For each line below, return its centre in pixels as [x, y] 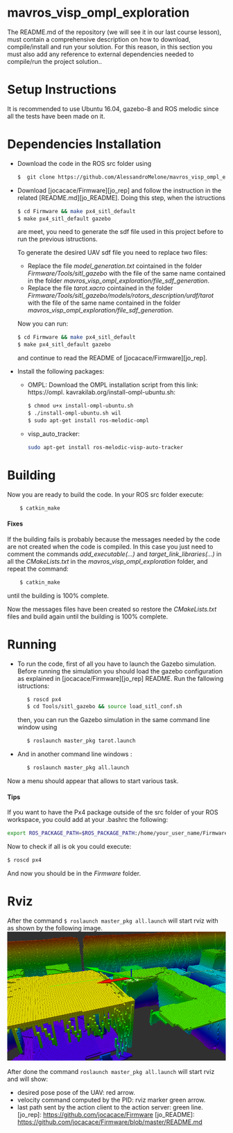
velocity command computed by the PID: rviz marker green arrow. [111, 1100]
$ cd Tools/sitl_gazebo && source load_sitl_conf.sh [104, 707]
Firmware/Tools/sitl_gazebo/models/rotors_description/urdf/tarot [120, 296]
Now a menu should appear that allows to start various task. [93, 781]
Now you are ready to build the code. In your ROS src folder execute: [106, 494]
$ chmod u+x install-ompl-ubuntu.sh [80, 406]
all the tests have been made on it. [56, 116]
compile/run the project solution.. [55, 61]
